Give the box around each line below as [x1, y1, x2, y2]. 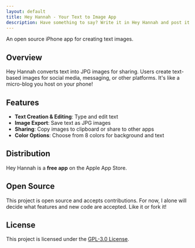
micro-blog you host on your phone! [6, 80, 93, 88]
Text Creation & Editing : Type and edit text [14, 113, 118, 120]
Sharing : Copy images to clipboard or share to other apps [14, 125, 154, 133]
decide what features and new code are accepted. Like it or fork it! [6, 203, 167, 210]
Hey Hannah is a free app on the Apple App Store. [6, 164, 127, 171]
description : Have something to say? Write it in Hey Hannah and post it [6, 19, 190, 25]
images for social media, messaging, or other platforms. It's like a [22, 74, 180, 81]
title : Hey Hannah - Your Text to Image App [6, 14, 117, 20]
